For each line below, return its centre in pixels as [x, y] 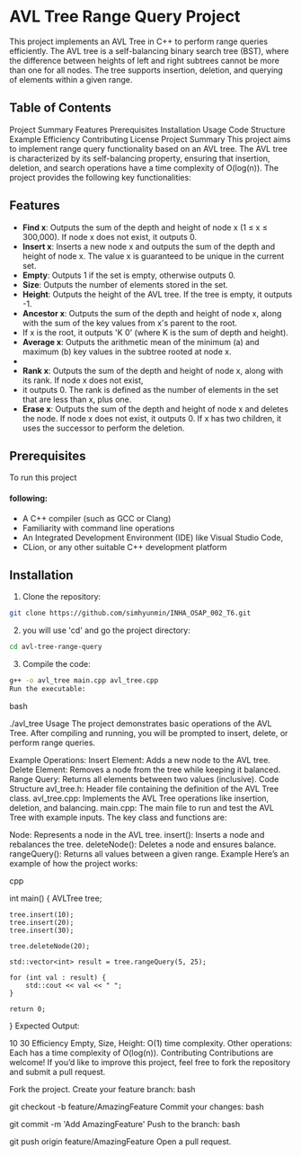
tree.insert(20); [42, 922]
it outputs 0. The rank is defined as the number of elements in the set [150, 389]
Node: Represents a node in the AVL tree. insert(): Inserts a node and [137, 834]
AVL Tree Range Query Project [125, 17]
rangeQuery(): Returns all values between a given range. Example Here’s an [149, 854]
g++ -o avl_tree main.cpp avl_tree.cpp [84, 680]
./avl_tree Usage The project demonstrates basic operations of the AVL [141, 723]
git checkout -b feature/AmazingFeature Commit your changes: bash [137, 1107]
